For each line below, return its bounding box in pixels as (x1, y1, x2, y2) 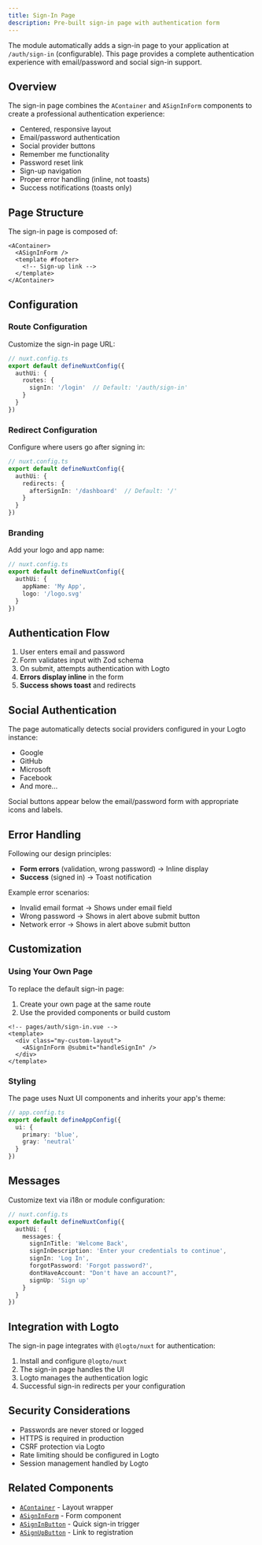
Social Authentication (8, 703, 117, 717)
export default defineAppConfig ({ (8, 1116, 122, 1124)
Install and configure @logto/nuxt (19, 1356, 127, 1366)
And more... (19, 781, 58, 791)
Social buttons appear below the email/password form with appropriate (8, 797, 239, 806)
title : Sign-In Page (8, 11, 76, 20)
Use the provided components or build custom (19, 1007, 171, 1017)
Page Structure (8, 206, 84, 219)
